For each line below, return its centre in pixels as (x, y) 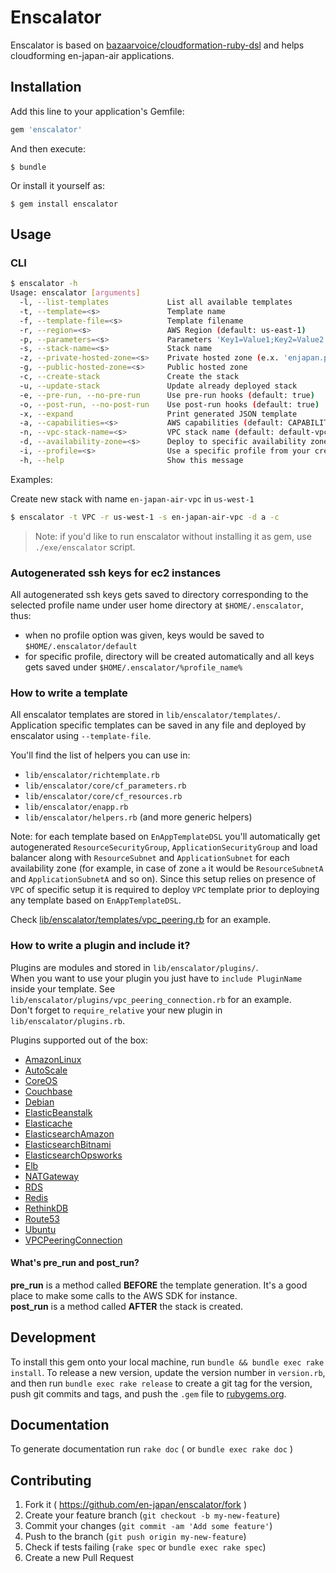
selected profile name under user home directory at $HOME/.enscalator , (157, 605)
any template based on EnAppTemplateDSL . (96, 900)
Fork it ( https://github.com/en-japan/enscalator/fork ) (136, 1505)
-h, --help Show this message (131, 460)
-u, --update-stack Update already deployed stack (158, 386)
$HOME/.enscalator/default (81, 646)
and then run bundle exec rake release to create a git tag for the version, (161, 1383)
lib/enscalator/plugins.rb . (68, 1020)
